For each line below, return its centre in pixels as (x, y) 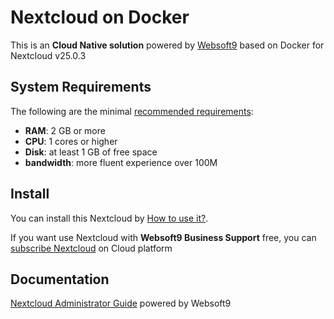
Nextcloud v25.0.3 (48, 55)
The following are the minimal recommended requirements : (132, 111)
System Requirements (81, 87)
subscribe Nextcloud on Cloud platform (91, 248)
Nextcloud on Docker (100, 17)
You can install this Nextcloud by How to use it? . (109, 218)
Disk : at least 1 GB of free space (91, 152)
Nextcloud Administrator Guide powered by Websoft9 (121, 303)
